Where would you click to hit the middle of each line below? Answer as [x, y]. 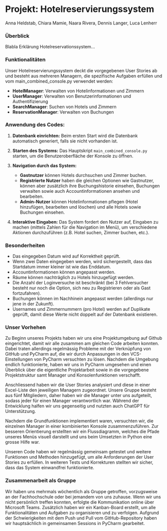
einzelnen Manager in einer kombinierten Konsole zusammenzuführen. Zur [82, 426]
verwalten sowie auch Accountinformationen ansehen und [80, 191]
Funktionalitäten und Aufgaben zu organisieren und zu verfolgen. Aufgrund [82, 513]
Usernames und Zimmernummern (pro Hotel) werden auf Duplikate [81, 309]
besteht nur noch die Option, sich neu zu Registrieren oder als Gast [81, 288]
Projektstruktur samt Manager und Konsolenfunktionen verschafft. [73, 375]
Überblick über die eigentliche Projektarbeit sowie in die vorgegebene [77, 370]
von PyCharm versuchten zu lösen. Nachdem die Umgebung [96, 359]
